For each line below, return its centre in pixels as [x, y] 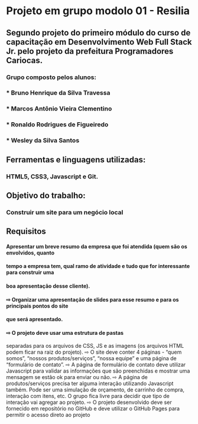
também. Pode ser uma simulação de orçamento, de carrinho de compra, [95, 390]
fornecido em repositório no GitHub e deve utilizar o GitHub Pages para [93, 409]
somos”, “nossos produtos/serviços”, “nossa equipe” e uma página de [91, 358]
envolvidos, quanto [30, 253]
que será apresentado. [35, 319]
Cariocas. [25, 60]
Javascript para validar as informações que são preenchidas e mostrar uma [98, 371]
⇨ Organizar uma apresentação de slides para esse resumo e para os [92, 299]
